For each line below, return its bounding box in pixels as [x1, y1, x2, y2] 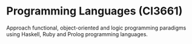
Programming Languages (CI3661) [6, 4, 183, 18]
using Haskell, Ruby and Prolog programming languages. [6, 30, 148, 37]
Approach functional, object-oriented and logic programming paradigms [6, 24, 187, 31]
